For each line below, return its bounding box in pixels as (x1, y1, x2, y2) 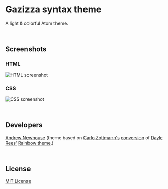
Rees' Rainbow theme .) (5, 140, 54, 146)
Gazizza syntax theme (5, 4, 102, 15)
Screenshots (5, 45, 47, 54)
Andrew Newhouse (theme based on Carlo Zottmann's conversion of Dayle (5, 134, 163, 141)
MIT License (5, 178, 32, 184)
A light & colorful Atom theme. (5, 20, 69, 26)
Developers (5, 121, 43, 129)
